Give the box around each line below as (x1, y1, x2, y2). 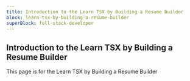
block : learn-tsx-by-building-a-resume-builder (6, 15, 130, 21)
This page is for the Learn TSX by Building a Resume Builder (6, 68, 158, 76)
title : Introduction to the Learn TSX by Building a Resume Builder (6, 8, 184, 15)
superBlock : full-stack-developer (6, 20, 94, 26)
